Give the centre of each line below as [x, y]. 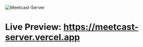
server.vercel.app [43, 38]
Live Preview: [33, 27]
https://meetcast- [101, 27]
